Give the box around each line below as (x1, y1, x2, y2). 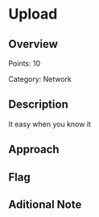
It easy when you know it (8, 119, 91, 129)
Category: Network (8, 74, 72, 83)
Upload (8, 5, 58, 23)
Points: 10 (8, 58, 41, 68)
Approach (8, 143, 60, 156)
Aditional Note (8, 198, 82, 211)
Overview (8, 37, 59, 51)
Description (8, 98, 68, 112)
